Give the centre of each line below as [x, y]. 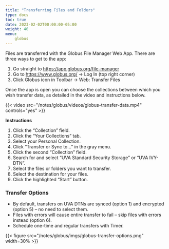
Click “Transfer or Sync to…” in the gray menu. [62, 146]
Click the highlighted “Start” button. [50, 179]
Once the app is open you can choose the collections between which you [83, 89]
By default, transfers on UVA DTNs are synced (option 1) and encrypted [88, 204]
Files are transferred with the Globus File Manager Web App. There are [80, 53]
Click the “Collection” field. [41, 130]
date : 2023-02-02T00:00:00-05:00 [41, 24]
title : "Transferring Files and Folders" [50, 10]
